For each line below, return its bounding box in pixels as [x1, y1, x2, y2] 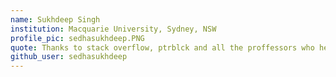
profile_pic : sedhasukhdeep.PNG [10, 33, 145, 43]
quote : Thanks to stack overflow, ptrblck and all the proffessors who [10, 42, 315, 53]
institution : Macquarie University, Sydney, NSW [10, 24, 217, 34]
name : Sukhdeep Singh [10, 14, 101, 25]
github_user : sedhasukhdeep [10, 52, 128, 62]
